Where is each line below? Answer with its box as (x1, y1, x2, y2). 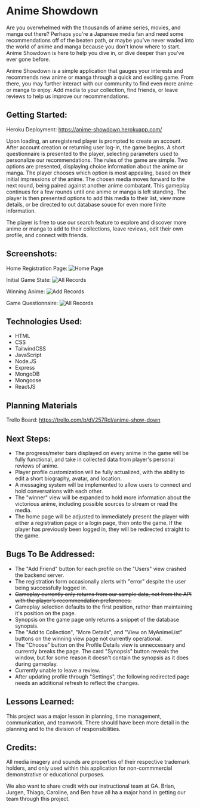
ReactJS (14, 383, 36, 391)
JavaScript (14, 351, 42, 359)
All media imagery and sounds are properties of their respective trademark (6, 758, 190, 766)
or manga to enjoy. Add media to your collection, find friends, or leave (6, 86, 178, 93)
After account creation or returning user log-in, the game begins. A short (6, 143, 185, 150)
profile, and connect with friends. (6, 231, 88, 238)
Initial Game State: (6, 276, 51, 283)
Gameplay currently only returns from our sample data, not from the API (14, 590, 192, 598)
